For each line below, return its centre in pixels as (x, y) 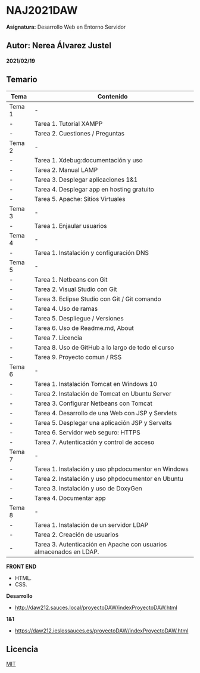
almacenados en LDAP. (67, 551)
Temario (22, 80)
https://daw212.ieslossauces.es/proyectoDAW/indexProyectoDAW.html (101, 631)
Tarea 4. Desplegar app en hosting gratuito (94, 189)
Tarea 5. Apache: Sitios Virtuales (80, 199)
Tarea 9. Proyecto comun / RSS (78, 357)
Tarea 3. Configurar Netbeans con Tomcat (93, 403)
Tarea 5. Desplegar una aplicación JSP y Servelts (103, 422)
